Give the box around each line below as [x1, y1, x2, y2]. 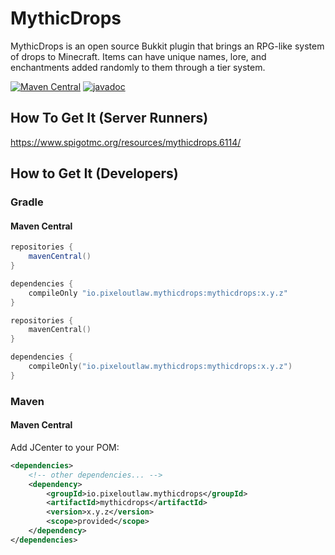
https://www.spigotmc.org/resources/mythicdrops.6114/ [10, 136, 242, 148]
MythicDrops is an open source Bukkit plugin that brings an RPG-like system [10, 40, 325, 52]
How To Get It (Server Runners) [10, 110, 209, 127]
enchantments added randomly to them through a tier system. [10, 61, 266, 73]
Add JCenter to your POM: [10, 441, 120, 453]
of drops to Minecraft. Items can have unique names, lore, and [10, 50, 267, 62]
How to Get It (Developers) [10, 165, 179, 182]
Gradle [10, 195, 44, 209]
